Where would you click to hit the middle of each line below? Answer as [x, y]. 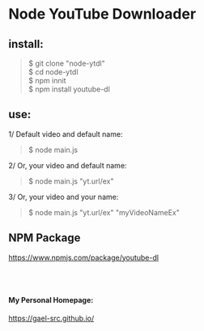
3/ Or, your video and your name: [64, 197]
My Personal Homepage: [51, 300]
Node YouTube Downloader [102, 14]
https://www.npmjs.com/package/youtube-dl [84, 257]
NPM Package [45, 238]
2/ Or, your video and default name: [68, 165]
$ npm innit [47, 81]
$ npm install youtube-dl [69, 89]
